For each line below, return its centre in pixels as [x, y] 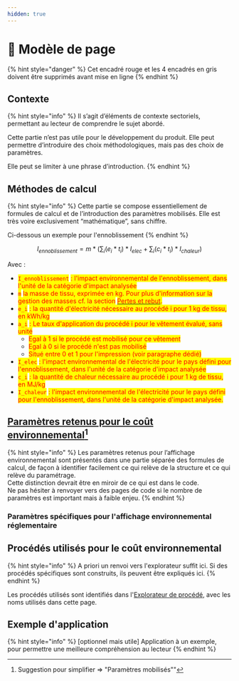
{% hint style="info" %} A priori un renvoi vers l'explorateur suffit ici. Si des [117, 565]
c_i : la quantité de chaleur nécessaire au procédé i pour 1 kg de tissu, [121, 377]
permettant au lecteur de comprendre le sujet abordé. [86, 124]
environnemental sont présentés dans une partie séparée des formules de [116, 460]
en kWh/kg [33, 316]
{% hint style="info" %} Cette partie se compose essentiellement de [107, 206]
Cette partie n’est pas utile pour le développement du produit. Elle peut [111, 138]
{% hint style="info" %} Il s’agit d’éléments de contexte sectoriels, [104, 116]
